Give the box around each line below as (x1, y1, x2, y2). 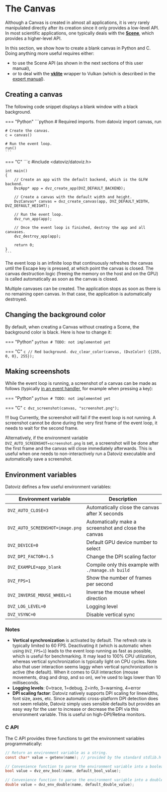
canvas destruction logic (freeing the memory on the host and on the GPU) (5, 270, 159, 277)
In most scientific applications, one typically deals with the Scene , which (5, 30, 154, 36)
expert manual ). (12, 76, 45, 82)
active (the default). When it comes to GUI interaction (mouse (12, 669, 138, 675)
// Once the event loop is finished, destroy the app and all (14, 225, 146, 230)
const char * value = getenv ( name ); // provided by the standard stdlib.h (5, 755, 162, 760)
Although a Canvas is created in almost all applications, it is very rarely (5, 19, 150, 25)
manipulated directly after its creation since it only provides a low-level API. (5, 24, 160, 30)
